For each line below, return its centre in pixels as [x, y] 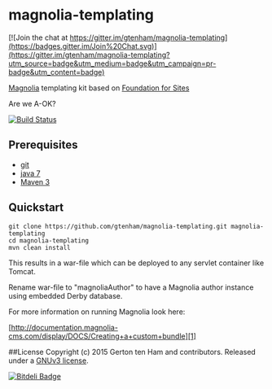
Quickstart [36, 208]
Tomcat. [22, 271]
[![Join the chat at [38, 37]
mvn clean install [39, 247]
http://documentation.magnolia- [64, 327]
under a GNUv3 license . [48, 361]
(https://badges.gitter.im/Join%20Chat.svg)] [83, 46]
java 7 [30, 173]
